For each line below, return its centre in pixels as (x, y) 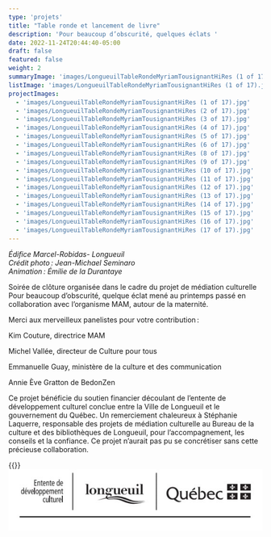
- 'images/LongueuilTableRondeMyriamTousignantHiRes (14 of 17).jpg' (135, 205)
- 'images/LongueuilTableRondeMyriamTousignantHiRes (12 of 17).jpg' (135, 187)
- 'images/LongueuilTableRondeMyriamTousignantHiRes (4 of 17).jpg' (133, 128)
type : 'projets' (35, 17)
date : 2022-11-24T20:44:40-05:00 (65, 43)
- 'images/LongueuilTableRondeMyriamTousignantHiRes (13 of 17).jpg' (135, 196)
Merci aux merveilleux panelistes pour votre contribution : (104, 320)
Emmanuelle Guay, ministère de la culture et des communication (115, 367)
